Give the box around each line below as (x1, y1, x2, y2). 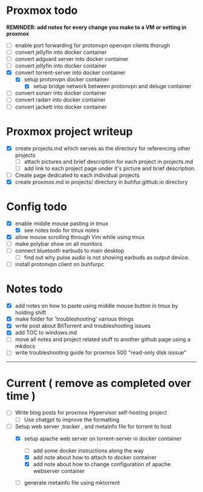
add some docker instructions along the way (33, 447, 144, 454)
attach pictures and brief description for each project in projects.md (24, 158, 193, 165)
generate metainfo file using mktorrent (24, 479, 120, 486)
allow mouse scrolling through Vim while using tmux (14, 233, 145, 240)
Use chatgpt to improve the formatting (24, 416, 120, 423)
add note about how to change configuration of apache (33, 460, 171, 468)
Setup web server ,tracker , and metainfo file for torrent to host (14, 423, 172, 430)
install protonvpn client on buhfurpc (14, 261, 105, 268)
